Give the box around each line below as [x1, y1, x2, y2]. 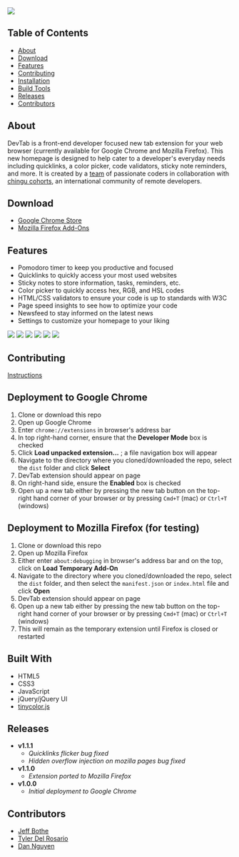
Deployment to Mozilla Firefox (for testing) [7, 522, 200, 534]
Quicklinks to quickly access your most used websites [17, 271, 177, 280]
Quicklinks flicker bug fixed [28, 749, 109, 758]
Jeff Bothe [17, 827, 49, 836]
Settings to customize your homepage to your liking [17, 317, 170, 325]
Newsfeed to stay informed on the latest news [17, 309, 153, 318]
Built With [7, 653, 52, 665]
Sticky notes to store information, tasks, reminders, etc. [17, 278, 181, 288]
